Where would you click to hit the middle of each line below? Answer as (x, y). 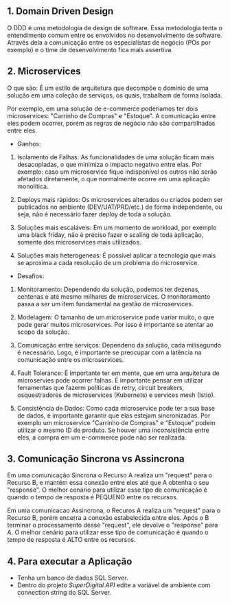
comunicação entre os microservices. (70, 359)
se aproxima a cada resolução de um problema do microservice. (108, 262)
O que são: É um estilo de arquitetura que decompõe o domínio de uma (108, 88)
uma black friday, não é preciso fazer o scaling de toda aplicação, (110, 235)
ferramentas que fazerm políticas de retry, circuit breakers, (100, 387)
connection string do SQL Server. (64, 593)
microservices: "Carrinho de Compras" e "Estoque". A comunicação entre (112, 115)
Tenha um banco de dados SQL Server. (72, 578)
